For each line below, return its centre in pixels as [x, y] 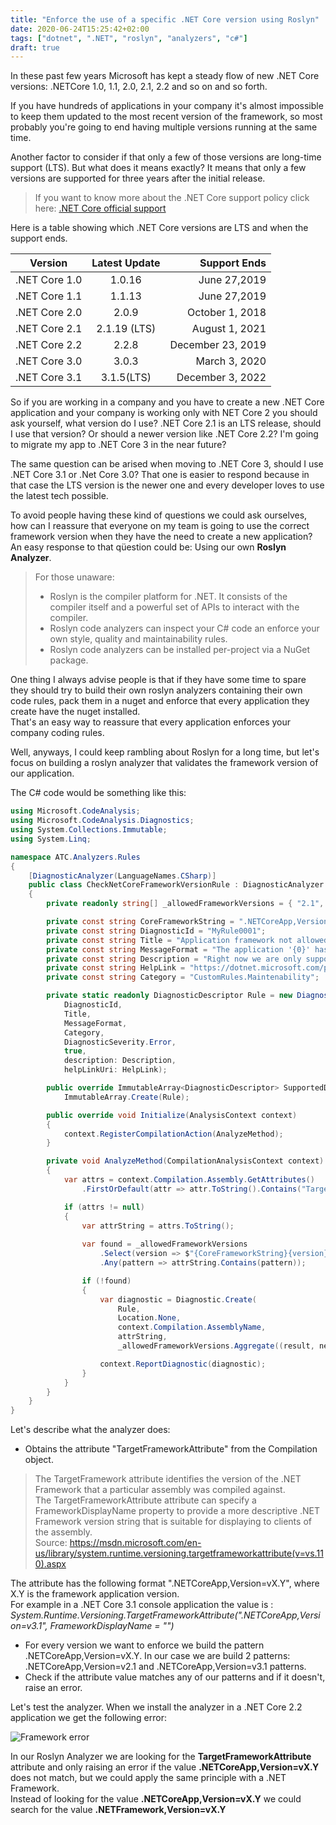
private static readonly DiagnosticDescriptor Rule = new [169, 996]
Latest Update [126, 263]
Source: [51, 1543]
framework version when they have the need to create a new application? [161, 537]
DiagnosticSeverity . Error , [120, 1042]
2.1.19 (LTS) [126, 329]
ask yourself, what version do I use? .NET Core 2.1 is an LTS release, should [166, 423]
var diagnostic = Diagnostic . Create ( [178, 1299]
